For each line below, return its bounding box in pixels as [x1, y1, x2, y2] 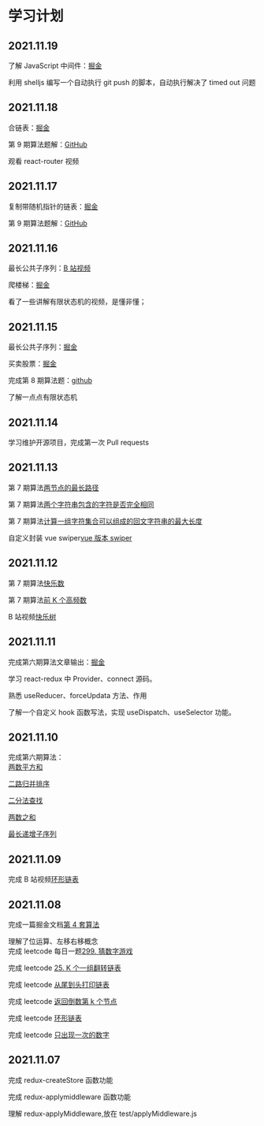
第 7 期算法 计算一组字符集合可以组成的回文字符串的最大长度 [8, 516, 203, 526]
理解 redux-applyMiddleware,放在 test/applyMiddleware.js [8, 1109, 197, 1118]
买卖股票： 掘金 [8, 359, 57, 369]
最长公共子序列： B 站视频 [8, 263, 91, 273]
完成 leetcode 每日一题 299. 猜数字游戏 [8, 946, 133, 956]
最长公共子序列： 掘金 [8, 342, 77, 351]
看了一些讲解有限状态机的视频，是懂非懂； [8, 297, 147, 307]
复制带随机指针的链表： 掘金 [8, 202, 99, 211]
